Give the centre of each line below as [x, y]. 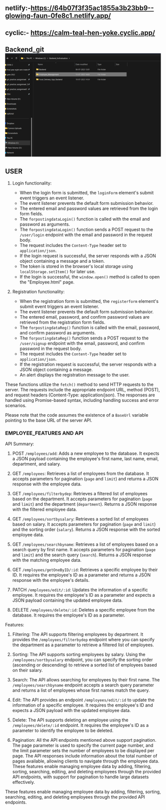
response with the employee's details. [51, 580]
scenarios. [16, 406]
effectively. [23, 782]
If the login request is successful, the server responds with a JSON [88, 256]
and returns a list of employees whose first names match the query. [81, 690]
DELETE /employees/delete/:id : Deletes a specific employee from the [83, 610]
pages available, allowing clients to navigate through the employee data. [86, 761]
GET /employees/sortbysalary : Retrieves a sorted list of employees [80, 519]
